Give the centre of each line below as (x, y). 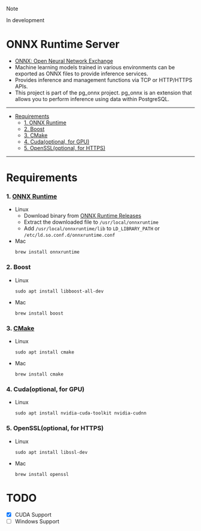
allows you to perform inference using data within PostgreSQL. (92, 99)
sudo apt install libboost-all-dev (59, 291)
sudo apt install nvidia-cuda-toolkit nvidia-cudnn (80, 413)
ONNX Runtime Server (63, 45)
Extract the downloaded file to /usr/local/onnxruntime (91, 222)
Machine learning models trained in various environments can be (95, 67)
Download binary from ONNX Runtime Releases (83, 216)
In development (25, 20)
